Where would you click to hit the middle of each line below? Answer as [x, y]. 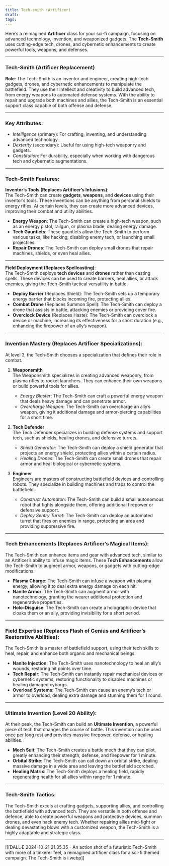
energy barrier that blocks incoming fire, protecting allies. [72, 299]
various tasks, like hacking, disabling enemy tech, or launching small [83, 237]
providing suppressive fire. [48, 526]
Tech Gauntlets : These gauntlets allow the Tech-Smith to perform [81, 232]
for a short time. [37, 417]
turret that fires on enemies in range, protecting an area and [82, 521]
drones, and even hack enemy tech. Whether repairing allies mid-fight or [80, 822]
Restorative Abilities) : [32, 637]
